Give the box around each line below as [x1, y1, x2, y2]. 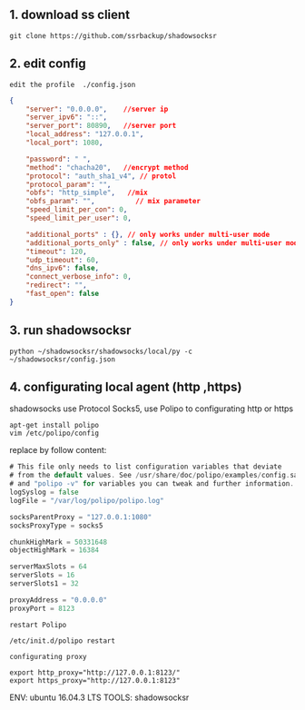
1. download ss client [9, 7, 130, 23]
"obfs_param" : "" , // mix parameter [25, 197, 202, 206]
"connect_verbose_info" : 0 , [25, 272, 132, 281]
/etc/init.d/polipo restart [9, 636, 116, 646]
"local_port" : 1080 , [25, 138, 103, 147]
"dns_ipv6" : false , [25, 263, 100, 273]
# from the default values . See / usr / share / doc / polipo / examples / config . [9, 471, 290, 480]
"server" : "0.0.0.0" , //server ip [25, 104, 169, 113]
